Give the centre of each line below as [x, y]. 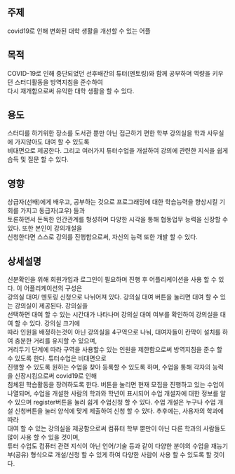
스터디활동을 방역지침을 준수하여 [59, 82]
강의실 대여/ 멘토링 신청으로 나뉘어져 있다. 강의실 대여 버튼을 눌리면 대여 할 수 [113, 297]
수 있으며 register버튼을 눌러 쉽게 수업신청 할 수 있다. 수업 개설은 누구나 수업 [112, 402]
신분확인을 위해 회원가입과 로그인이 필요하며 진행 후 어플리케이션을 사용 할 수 [112, 280]
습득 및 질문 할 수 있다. [38, 159]
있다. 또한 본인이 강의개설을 [45, 228]
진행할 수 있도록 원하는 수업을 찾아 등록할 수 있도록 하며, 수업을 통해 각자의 [109, 367]
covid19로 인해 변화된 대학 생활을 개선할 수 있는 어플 [79, 31]
